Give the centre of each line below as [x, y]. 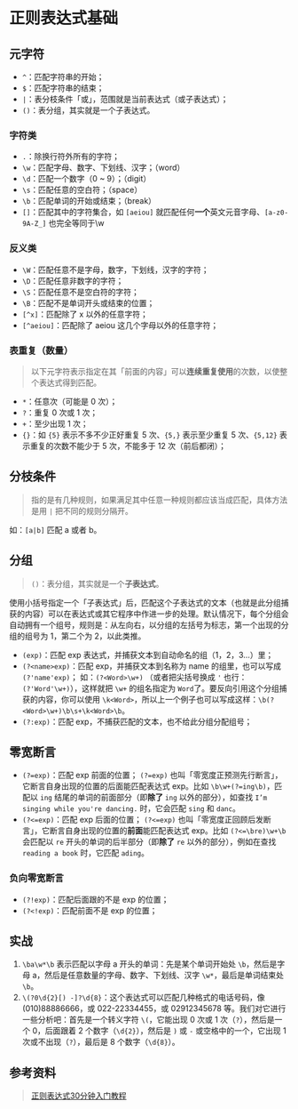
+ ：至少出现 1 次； [55, 423]
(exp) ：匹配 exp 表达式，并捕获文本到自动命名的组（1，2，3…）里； [148, 655]
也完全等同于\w [76, 223]
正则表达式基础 [64, 18]
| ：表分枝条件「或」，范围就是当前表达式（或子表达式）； [125, 99]
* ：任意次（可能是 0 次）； [70, 401]
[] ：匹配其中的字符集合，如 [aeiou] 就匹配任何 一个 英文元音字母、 [143, 212]
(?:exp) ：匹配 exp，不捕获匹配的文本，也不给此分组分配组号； [137, 721]
